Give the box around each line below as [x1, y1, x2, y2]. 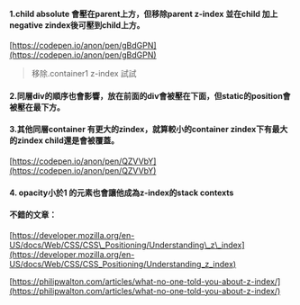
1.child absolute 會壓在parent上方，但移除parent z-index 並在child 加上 [9, 8, 278, 19]
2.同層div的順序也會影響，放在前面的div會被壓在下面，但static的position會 [9, 90, 291, 101]
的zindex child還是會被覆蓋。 [9, 135, 120, 146]
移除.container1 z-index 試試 [31, 68, 137, 79]
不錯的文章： [9, 210, 57, 220]
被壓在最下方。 [9, 102, 65, 112]
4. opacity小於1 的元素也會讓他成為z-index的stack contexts [9, 187, 234, 198]
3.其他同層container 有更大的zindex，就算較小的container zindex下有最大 [9, 124, 288, 135]
